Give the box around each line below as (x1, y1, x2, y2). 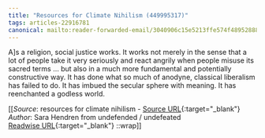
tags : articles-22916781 (8, 19, 90, 27)
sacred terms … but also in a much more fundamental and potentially (8, 64, 232, 74)
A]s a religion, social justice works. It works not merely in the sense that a (8, 48, 247, 57)
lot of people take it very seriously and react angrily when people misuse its (8, 56, 255, 65)
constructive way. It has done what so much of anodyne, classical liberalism (8, 72, 256, 82)
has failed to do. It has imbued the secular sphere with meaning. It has (8, 81, 237, 90)
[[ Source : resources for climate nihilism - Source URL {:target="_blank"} (8, 104, 241, 114)
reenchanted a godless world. (8, 89, 105, 99)
